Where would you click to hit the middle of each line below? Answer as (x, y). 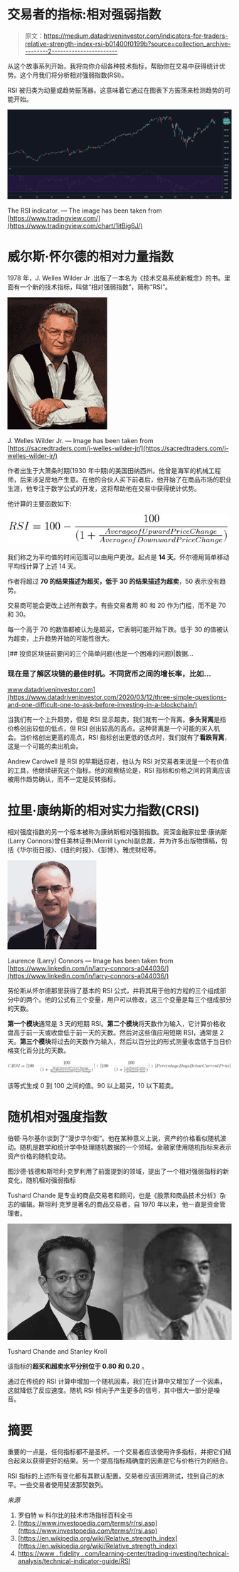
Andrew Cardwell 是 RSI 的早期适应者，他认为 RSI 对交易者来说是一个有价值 (118, 761)
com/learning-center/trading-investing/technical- (157, 1553)
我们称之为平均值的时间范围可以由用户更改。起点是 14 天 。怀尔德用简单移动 (118, 557)
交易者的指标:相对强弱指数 (84, 15)
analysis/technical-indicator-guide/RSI (74, 1561)
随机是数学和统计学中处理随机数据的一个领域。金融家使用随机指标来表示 (126, 1147)
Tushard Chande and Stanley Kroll (57, 1352)
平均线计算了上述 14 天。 (44, 566)
